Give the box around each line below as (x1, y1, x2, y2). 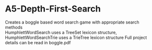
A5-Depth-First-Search (5, 3, 101, 14)
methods (5, 24, 23, 30)
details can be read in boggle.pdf (5, 39, 71, 45)
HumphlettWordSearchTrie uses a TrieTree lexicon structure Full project (5, 35, 147, 40)
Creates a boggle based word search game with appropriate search (5, 19, 139, 25)
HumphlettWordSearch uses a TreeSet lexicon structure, (5, 29, 117, 35)
